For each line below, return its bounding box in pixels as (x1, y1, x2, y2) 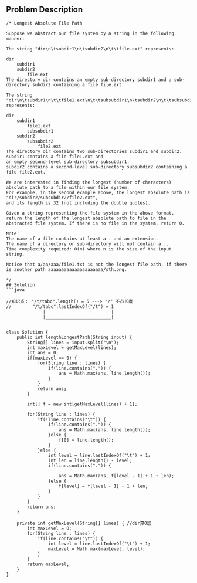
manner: (6, 35, 25, 42)
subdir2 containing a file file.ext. (32, 82, 125, 87)
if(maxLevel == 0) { (27, 355, 77, 361)
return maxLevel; (27, 561, 69, 567)
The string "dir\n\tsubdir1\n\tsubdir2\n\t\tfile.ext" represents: (6, 46, 175, 52)
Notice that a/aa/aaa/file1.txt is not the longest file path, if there (6, 261, 188, 267)
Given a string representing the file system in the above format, (6, 210, 175, 216)
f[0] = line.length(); (58, 437, 114, 443)
